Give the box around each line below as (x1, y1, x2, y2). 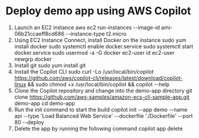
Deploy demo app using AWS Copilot (5, 4, 191, 18)
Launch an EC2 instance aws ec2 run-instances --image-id (14, 24, 160, 31)
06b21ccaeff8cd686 (14, 30, 65, 37)
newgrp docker (14, 55, 52, 62)
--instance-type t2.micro (66, 30, 127, 37)
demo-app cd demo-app (14, 99, 75, 106)
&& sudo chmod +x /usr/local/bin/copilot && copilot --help (27, 80, 170, 87)
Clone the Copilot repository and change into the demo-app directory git (14, 87, 192, 94)
